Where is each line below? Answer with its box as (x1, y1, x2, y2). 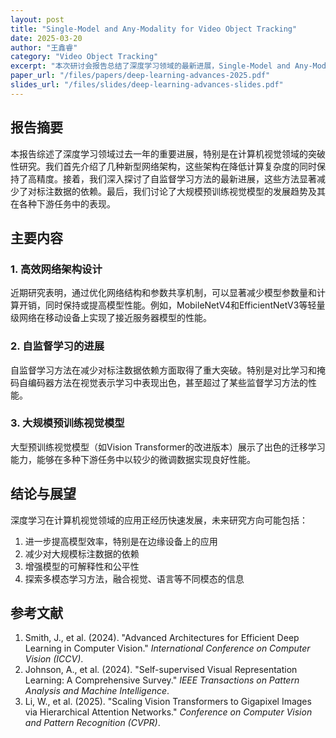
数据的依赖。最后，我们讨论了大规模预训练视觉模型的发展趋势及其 (53, 185, 326, 197)
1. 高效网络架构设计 (10, 262, 103, 276)
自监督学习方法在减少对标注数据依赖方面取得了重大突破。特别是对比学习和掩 (10, 364, 326, 376)
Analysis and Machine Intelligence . (24, 685, 170, 697)
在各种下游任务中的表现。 (10, 197, 116, 210)
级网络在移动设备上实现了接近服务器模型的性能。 (10, 312, 212, 324)
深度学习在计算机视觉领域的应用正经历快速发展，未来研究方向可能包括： (10, 514, 308, 526)
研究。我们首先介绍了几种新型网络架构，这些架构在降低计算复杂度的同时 (18, 160, 317, 172)
